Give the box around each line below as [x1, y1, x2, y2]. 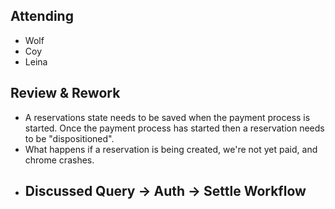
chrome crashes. [24, 154, 95, 166]
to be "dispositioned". [24, 132, 115, 144]
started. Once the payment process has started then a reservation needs [24, 122, 325, 134]
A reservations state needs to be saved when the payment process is [24, 111, 311, 123]
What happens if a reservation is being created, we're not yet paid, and [24, 143, 318, 155]
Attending [10, 8, 74, 25]
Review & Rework [10, 85, 121, 102]
